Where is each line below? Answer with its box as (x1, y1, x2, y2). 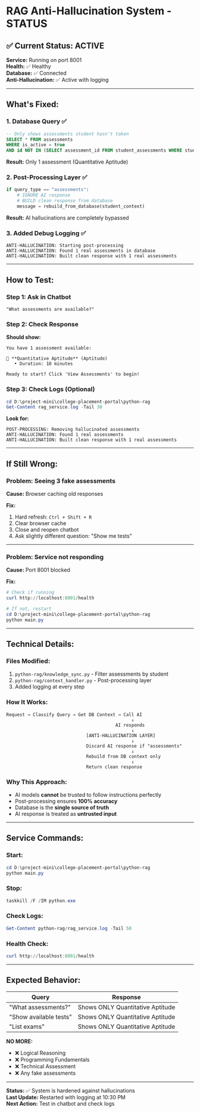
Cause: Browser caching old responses (6, 491, 104, 497)
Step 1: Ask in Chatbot (6, 292, 71, 301)
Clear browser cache (14, 520, 67, 526)
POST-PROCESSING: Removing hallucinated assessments (6, 427, 140, 433)
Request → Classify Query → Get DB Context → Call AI (6, 711, 143, 717)
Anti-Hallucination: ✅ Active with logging (6, 76, 109, 83)
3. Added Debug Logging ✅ (6, 229, 86, 237)
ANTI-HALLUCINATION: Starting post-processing (6, 243, 124, 249)
